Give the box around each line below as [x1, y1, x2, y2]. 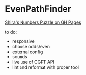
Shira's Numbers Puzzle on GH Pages [5, 19, 82, 25]
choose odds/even [12, 43, 50, 49]
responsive [12, 38, 35, 44]
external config [12, 49, 43, 55]
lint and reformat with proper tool [12, 64, 79, 70]
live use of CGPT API [12, 59, 55, 65]
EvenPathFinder [5, 3, 72, 15]
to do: [5, 29, 17, 35]
